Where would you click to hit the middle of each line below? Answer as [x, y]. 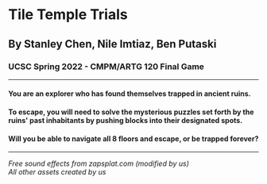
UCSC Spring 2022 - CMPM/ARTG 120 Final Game [106, 67]
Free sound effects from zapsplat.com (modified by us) [99, 163]
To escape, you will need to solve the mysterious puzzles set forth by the [131, 112]
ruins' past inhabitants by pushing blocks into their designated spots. [126, 121]
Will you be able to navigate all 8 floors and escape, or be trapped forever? [133, 138]
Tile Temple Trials [68, 15]
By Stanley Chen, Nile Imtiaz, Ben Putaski [112, 44]
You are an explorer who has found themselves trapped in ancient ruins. [130, 94]
